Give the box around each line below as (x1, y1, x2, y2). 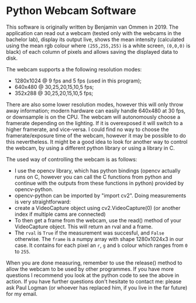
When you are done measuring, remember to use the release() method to (6, 259, 183, 266)
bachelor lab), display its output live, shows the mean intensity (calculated (6, 36, 185, 43)
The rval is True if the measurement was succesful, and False (14, 229, 165, 236)
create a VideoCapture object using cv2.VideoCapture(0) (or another (14, 204, 181, 211)
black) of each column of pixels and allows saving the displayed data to (6, 48, 178, 55)
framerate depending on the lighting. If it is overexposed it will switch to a (6, 119, 183, 126)
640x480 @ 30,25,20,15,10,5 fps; (14, 83, 94, 90)
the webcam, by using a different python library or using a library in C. (6, 144, 175, 151)
